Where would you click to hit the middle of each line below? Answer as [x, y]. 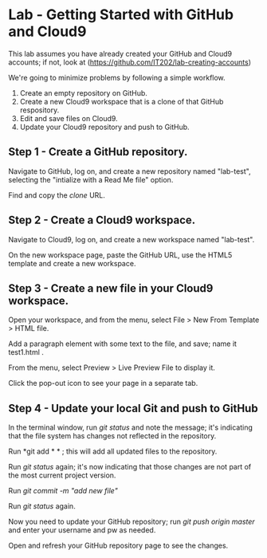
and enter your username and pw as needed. [82, 530]
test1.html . [26, 352]
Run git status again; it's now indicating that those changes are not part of [130, 467]
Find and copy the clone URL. [57, 195]
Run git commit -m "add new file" [63, 491]
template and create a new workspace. [72, 263]
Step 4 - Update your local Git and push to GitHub [133, 408]
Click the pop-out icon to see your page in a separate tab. [103, 383]
